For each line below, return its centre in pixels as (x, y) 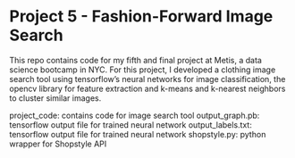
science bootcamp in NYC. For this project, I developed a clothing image (143, 70)
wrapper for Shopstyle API (58, 144)
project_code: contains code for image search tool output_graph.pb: (135, 115)
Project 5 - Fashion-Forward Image (141, 17)
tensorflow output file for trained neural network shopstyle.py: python (138, 134)
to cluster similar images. (55, 98)
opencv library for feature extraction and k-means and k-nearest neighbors (147, 88)
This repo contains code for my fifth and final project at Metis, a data (135, 60)
